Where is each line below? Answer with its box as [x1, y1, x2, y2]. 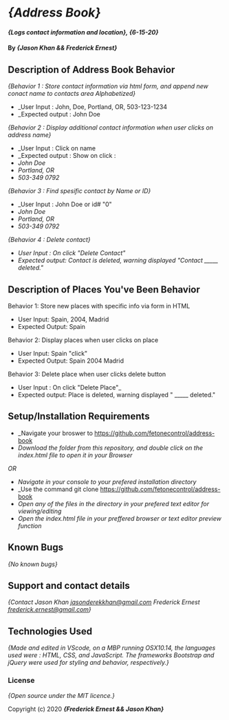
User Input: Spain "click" [17, 350, 88, 357]
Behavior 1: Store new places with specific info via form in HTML [8, 302, 190, 310]
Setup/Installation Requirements [8, 410, 150, 422]
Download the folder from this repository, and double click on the [17, 443, 204, 452]
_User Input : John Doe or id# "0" [17, 200, 112, 208]
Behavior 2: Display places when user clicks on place [8, 336, 159, 344]
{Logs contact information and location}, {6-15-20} [8, 28, 159, 36]
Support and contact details [8, 580, 130, 592]
